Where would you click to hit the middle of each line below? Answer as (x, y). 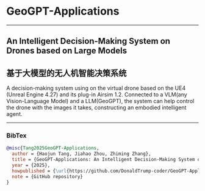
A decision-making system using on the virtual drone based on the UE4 (96, 88)
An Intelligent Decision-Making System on (88, 41)
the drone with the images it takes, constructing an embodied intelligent (96, 107)
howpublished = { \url (39, 171)
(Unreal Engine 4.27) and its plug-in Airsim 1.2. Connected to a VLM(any (97, 95)
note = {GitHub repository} (48, 176)
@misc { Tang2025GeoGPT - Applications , (53, 148)
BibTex (16, 135)
